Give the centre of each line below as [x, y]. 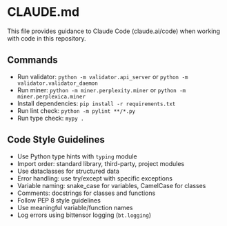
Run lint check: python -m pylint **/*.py [76, 110]
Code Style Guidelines [56, 140]
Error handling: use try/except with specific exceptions [95, 178]
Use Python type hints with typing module [77, 156]
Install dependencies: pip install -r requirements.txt [96, 103]
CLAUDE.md [43, 12]
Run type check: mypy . [50, 118]
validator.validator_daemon [57, 83]
